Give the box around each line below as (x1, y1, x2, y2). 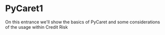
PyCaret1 (5, 3, 43, 14)
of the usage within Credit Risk (5, 24, 68, 30)
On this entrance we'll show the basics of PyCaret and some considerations (5, 19, 161, 25)
